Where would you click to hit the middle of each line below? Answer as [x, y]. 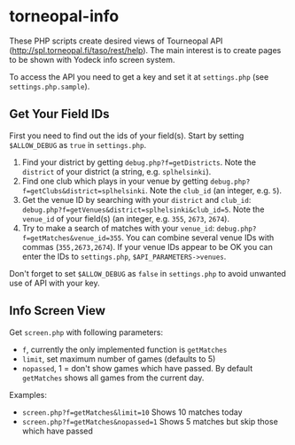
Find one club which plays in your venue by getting [115, 181]
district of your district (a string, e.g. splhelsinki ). [116, 171]
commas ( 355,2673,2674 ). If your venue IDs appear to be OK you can [147, 246]
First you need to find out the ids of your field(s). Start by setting [127, 136]
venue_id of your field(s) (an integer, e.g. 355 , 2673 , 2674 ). [126, 218]
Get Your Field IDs [59, 114]
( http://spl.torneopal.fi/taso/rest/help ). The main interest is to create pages [145, 50]
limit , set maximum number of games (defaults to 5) [119, 359]
